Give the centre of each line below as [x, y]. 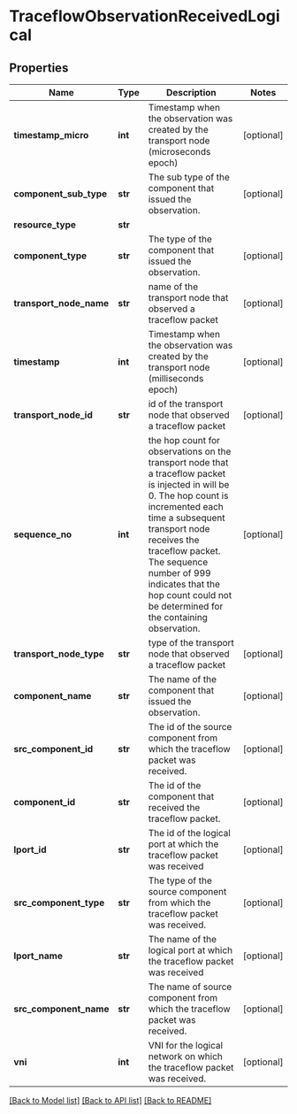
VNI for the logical [186, 1045]
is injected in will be [189, 484]
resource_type [45, 225]
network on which [186, 1056]
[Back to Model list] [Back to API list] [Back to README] [110, 1100]
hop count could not [190, 595]
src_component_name [61, 1009]
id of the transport [186, 404]
